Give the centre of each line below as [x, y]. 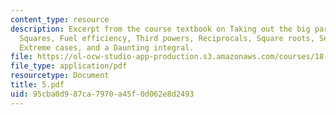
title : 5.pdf [37, 85]
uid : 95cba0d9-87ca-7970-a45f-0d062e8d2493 [102, 94]
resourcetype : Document [60, 76]
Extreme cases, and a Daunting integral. [107, 47]
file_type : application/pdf [69, 66]
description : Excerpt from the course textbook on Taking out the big [160, 29]
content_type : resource [60, 19]
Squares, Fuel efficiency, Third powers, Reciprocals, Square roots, [167, 38]
